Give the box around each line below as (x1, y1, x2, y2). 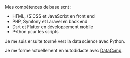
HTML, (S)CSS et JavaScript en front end (12, 14, 95, 19)
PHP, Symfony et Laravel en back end (12, 19, 88, 24)
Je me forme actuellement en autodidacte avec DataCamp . (5, 48, 123, 53)
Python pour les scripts (12, 29, 59, 34)
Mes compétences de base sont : (5, 4, 72, 10)
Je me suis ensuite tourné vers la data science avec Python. (5, 38, 125, 44)
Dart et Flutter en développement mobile (12, 24, 93, 29)
